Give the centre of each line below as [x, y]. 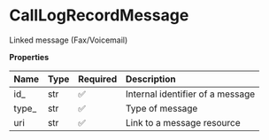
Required [98, 79]
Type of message [161, 108]
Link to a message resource [183, 122]
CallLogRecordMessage [99, 16]
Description [150, 79]
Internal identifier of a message [190, 94]
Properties [29, 57]
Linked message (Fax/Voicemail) [69, 40]
